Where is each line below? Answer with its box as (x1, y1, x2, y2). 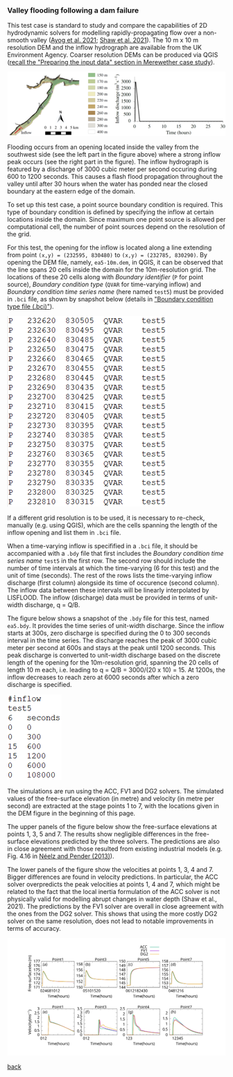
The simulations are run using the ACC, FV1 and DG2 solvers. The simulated (7, 787, 224, 796)
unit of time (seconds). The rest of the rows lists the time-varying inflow (7, 571, 213, 580)
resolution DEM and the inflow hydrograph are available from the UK (7, 44, 202, 52)
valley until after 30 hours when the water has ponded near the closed (7, 179, 208, 189)
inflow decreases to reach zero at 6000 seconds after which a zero (7, 673, 200, 681)
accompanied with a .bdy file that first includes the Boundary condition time (7, 550, 224, 558)
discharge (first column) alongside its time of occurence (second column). (7, 579, 220, 587)
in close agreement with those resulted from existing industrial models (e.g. (7, 845, 223, 853)
